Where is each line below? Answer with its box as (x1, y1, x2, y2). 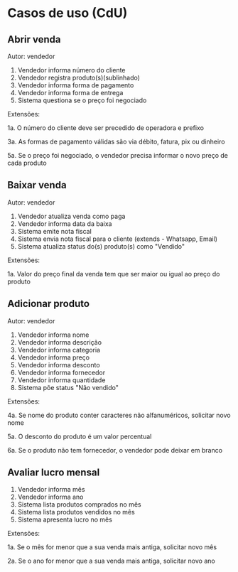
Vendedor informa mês (17, 485, 85, 494)
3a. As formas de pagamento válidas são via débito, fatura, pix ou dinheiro (7, 137, 225, 146)
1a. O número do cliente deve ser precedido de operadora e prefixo (7, 124, 205, 132)
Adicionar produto (7, 298, 90, 310)
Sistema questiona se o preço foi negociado (17, 96, 147, 104)
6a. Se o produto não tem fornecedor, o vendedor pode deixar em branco (7, 446, 222, 454)
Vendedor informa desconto (17, 360, 101, 369)
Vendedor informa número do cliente (17, 66, 126, 74)
